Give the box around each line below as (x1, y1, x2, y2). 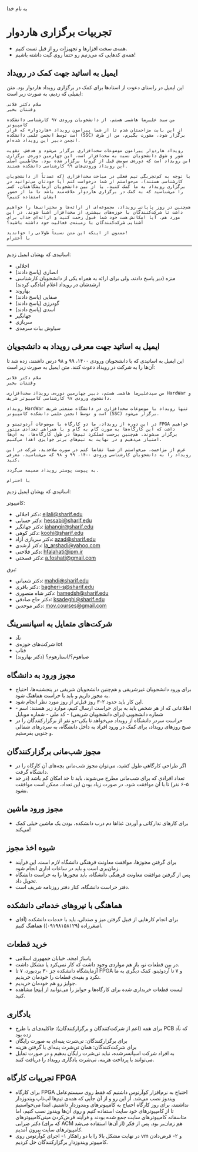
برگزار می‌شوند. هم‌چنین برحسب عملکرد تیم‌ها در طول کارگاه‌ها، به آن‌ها (6, 431, 178, 437)
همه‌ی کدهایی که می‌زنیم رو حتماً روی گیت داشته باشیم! (15, 51, 136, 58)
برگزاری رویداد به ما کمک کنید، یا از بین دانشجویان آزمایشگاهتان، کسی (6, 183, 186, 190)
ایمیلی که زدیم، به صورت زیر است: (6, 90, 83, 97)
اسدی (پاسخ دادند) (15, 305, 56, 313)
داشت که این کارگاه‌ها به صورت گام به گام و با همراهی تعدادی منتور (6, 426, 176, 432)
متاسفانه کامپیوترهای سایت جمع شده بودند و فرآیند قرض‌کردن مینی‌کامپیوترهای (15, 1113, 187, 1120)
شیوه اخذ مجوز (6, 843, 55, 853)
